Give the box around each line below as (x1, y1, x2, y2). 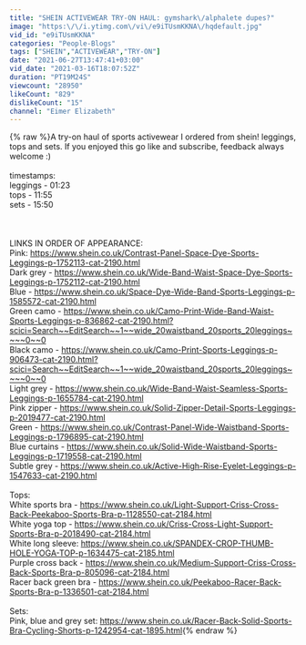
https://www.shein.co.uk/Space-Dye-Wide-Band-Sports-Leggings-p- (34, 286, 296, 297)
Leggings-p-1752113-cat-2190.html (9, 257, 141, 269)
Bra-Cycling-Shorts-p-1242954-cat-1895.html (9, 625, 183, 636)
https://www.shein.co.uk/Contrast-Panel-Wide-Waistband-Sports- (40, 422, 290, 433)
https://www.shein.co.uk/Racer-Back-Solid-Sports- (99, 616, 293, 627)
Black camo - (9, 344, 60, 355)
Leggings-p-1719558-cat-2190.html (9, 451, 143, 462)
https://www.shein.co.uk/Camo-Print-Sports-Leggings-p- (61, 344, 278, 355)
